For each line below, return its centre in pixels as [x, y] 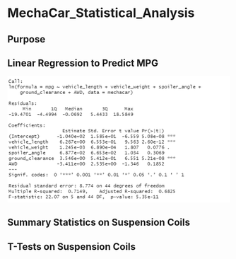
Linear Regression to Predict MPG [83, 63]
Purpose [26, 39]
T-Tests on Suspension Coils [72, 247]
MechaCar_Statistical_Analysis [101, 13]
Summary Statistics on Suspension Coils [99, 223]
